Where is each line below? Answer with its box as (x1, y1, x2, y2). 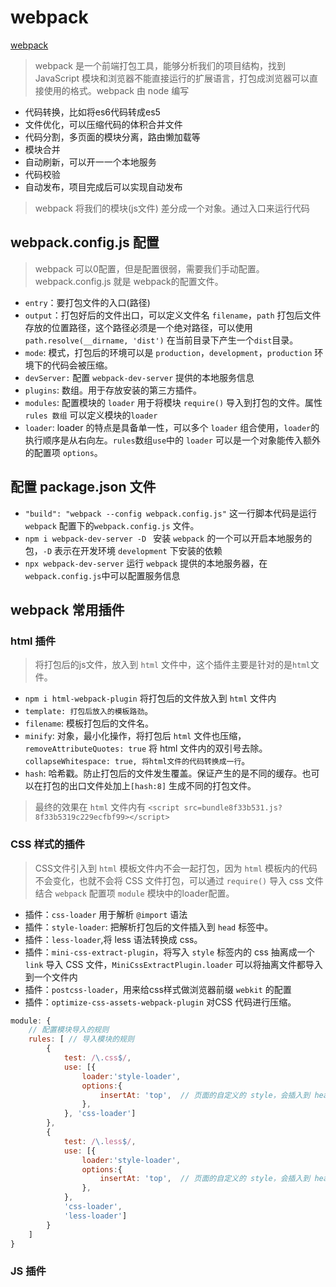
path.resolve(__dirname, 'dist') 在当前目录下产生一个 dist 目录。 (24, 334, 299, 346)
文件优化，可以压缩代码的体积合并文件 (24, 118, 183, 130)
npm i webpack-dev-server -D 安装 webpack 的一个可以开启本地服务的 (24, 532, 313, 544)
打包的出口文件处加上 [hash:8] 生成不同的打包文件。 (42, 780, 257, 792)
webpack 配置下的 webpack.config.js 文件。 (24, 519, 200, 531)
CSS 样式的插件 (10, 837, 86, 851)
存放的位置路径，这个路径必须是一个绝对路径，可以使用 (24, 321, 253, 333)
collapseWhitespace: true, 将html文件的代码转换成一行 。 (24, 755, 251, 767)
